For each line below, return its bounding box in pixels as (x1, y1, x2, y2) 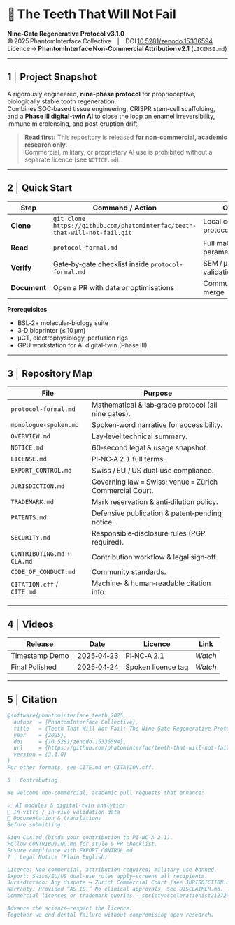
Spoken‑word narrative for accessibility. (91, 420, 222, 430)
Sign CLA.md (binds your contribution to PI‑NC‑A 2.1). (7, 834, 173, 841)
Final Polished (10, 662, 57, 672)
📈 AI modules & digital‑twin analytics (7, 802, 126, 809)
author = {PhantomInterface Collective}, (13, 718, 139, 726)
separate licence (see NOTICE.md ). (24, 155, 121, 164)
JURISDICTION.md (10, 482, 65, 490)
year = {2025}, (13, 731, 68, 738)
